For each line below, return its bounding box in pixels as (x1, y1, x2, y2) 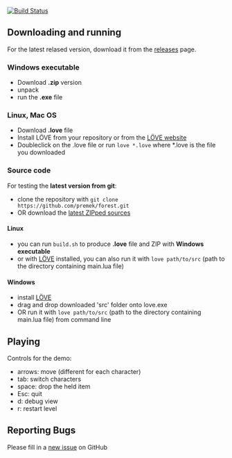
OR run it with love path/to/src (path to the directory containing (17, 308, 202, 316)
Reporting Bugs (7, 425, 76, 436)
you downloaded (17, 148, 66, 156)
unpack (17, 85, 39, 94)
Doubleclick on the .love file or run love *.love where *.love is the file (17, 141, 216, 149)
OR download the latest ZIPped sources (17, 208, 131, 217)
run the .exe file (17, 93, 63, 101)
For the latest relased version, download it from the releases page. (7, 45, 197, 54)
